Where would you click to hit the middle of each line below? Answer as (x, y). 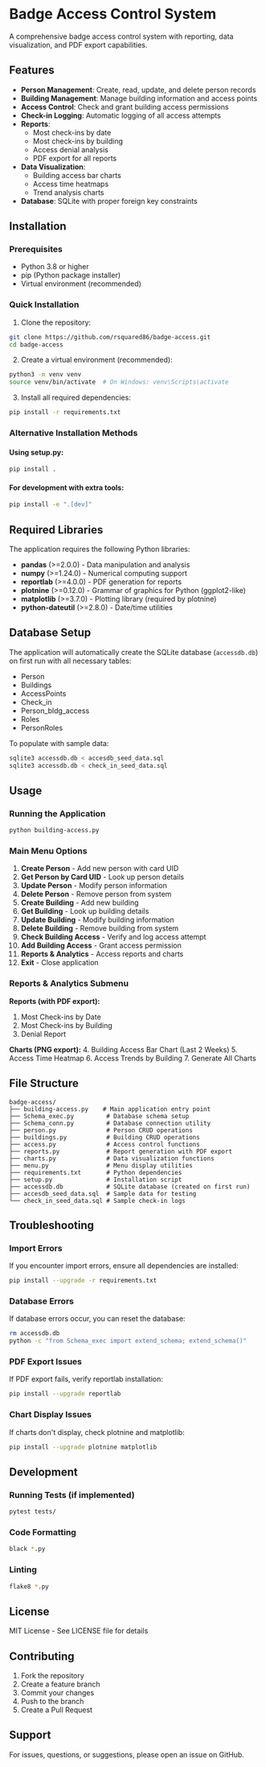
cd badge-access (36, 344)
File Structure (44, 1083)
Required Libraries (56, 530)
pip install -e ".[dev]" (51, 504)
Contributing (42, 1656)
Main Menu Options (48, 851)
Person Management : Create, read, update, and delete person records (138, 89)
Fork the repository (53, 1676)
